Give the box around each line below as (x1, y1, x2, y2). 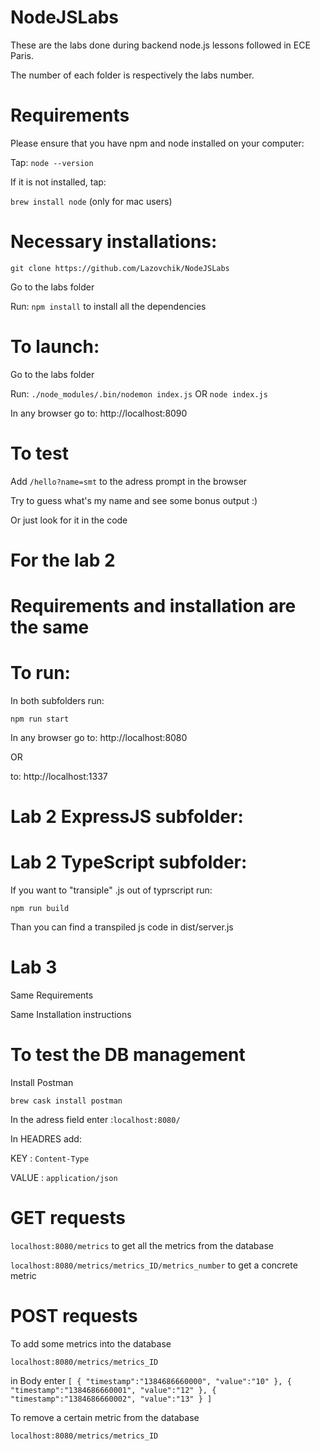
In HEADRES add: (10, 1133, 82, 1145)
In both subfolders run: (10, 695, 105, 706)
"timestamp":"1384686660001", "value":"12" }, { (10, 1385, 217, 1395)
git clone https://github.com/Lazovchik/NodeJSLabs (10, 263, 230, 273)
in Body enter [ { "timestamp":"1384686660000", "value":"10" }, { (10, 1374, 292, 1386)
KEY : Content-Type (10, 1152, 90, 1164)
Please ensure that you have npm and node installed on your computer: (10, 137, 305, 149)
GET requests (10, 1207, 126, 1230)
